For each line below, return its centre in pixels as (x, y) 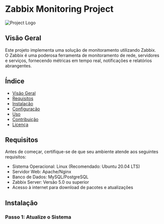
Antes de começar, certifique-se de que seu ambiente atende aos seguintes (82, 152)
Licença (20, 125)
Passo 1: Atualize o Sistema (38, 217)
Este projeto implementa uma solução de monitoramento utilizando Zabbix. (81, 50)
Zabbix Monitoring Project (59, 9)
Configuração (26, 109)
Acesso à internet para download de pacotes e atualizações (73, 188)
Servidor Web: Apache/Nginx (42, 172)
